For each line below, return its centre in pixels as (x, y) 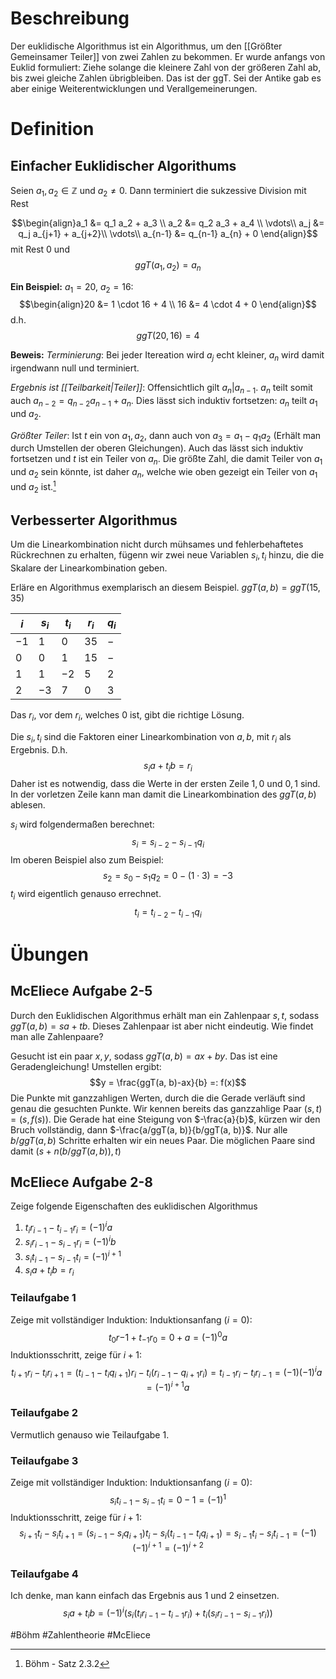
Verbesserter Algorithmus (94, 520)
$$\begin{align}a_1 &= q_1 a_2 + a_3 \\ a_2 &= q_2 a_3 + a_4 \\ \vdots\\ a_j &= (168, 223)
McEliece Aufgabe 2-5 (81, 991)
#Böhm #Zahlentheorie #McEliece (80, 1634)
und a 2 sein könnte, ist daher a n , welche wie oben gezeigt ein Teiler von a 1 (164, 473)
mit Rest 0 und (40, 249)
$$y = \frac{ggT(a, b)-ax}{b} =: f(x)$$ (168, 1082)
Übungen (49, 954)
